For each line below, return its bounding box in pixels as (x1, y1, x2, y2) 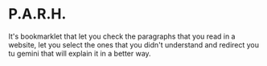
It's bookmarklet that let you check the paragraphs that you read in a (8, 31, 236, 41)
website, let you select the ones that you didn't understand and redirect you (8, 39, 260, 49)
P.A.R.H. (8, 5, 67, 23)
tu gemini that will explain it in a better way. (8, 48, 151, 58)
